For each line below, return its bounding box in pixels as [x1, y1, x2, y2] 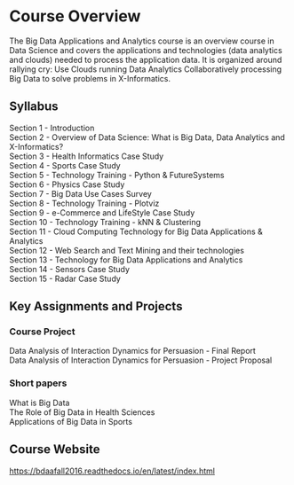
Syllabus [9, 99, 60, 114]
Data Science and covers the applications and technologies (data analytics [9, 44, 282, 55]
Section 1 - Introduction [9, 122, 95, 133]
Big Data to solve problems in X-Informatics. [9, 73, 171, 83]
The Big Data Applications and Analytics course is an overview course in [9, 35, 274, 46]
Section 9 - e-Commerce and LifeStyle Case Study [9, 207, 195, 218]
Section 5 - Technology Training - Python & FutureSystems [9, 169, 225, 180]
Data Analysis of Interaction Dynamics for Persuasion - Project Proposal [9, 355, 273, 365]
